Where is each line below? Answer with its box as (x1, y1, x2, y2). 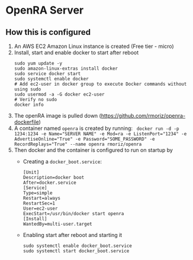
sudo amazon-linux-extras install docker (14, 66, 118, 71)
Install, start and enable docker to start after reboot (14, 49, 139, 56)
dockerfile (14, 119, 39, 125)
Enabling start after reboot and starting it (22, 232, 123, 238)
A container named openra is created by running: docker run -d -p (14, 125, 179, 132)
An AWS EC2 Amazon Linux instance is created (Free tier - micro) (14, 43, 174, 50)
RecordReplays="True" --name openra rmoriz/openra (14, 141, 142, 147)
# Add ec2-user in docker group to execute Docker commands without (14, 81, 187, 87)
